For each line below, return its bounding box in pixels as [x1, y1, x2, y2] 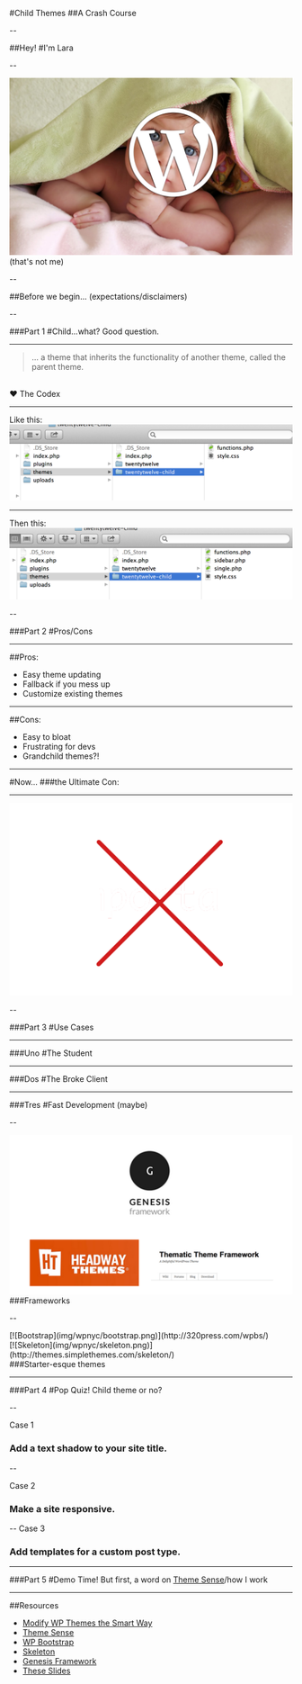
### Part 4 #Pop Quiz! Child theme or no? [9, 1385, 163, 1396]
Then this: [9, 518, 47, 529]
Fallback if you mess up [22, 679, 111, 689]
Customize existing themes [22, 688, 123, 698]
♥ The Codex [9, 389, 61, 399]
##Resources [9, 1600, 59, 1611]
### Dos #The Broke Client [9, 1073, 108, 1084]
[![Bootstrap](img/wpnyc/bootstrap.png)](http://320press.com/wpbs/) [9, 1330, 270, 1341]
